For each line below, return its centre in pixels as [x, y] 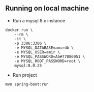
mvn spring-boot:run [27, 84]
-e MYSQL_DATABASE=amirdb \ [44, 48]
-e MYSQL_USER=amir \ [37, 52]
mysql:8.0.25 [28, 66]
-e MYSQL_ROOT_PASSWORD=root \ [48, 61]
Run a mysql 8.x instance [39, 20]
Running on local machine [47, 8]
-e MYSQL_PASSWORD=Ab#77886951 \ [50, 56]
